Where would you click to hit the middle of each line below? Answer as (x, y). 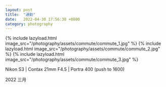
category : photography (29, 24)
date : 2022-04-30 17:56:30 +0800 (43, 19)
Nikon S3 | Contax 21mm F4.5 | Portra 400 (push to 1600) (65, 69)
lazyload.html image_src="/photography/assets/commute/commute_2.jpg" (83, 49)
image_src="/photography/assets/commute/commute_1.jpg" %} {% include (83, 44)
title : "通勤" (20, 15)
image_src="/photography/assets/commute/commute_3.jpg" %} (72, 60)
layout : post (19, 10)
